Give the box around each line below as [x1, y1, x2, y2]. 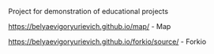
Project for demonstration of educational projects [8, 7, 168, 16]
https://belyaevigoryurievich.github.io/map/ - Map [8, 22, 171, 31]
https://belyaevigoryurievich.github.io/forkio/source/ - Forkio [8, 37, 207, 46]
